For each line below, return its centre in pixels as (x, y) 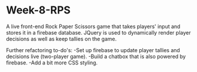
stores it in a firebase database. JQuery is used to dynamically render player (98, 32)
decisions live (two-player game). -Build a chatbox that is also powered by (96, 56)
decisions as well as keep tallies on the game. (61, 39)
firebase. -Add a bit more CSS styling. (52, 63)
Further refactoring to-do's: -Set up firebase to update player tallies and (93, 50)
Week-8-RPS (38, 10)
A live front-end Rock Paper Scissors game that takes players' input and (93, 26)
